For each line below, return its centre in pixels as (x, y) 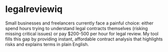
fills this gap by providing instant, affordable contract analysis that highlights (84, 39)
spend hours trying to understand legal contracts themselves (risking (76, 28)
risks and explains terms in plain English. (47, 44)
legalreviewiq (34, 9)
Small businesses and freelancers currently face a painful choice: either (79, 23)
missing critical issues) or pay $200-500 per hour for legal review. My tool (82, 33)
